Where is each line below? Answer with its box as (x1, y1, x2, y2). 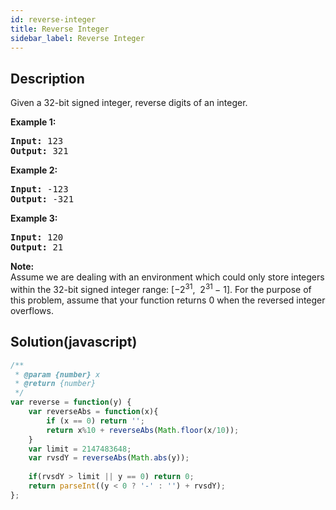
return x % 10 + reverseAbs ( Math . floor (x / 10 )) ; (46, 425, 240, 435)
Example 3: (10, 212, 58, 225)
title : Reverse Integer (10, 24, 110, 34)
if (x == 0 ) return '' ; (46, 416, 145, 426)
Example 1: (10, 116, 57, 128)
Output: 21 (10, 242, 64, 253)
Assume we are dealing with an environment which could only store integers (10, 271, 325, 283)
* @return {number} (14, 379, 97, 389)
